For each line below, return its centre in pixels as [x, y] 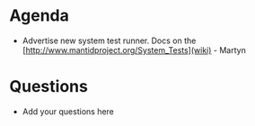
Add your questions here [68, 111]
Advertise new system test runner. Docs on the [109, 40]
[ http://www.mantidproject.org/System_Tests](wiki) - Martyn [134, 49]
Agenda [39, 16]
